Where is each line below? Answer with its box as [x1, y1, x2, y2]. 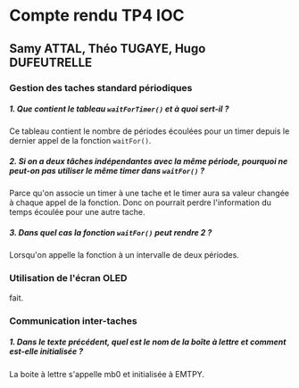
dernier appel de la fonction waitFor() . [9, 136, 152, 146]
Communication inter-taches [9, 314, 137, 326]
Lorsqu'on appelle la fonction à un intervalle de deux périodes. [9, 250, 239, 260]
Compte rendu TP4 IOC [9, 5, 185, 26]
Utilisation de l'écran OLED [9, 272, 128, 285]
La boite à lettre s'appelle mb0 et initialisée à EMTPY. [9, 368, 205, 379]
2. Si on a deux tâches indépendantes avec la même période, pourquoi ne [9, 156, 288, 167]
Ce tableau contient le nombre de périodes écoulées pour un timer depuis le [9, 126, 290, 136]
